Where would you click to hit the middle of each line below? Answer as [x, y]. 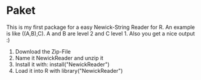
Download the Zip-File [43, 51]
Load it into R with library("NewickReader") [69, 70]
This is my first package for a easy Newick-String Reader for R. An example [101, 27]
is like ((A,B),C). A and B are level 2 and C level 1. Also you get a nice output [101, 33]
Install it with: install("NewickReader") [62, 64]
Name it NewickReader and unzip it [59, 58]
